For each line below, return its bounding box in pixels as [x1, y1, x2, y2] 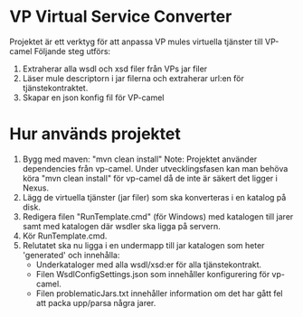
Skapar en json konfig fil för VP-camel [22, 92, 165, 103]
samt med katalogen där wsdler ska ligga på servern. [22, 220, 222, 231]
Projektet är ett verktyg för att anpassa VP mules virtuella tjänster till [9, 36, 264, 47]
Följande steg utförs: [33, 45, 111, 56]
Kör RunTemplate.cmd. [22, 230, 108, 241]
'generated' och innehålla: [22, 249, 120, 260]
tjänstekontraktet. [22, 82, 89, 93]
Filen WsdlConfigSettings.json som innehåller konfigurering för [35, 268, 270, 279]
